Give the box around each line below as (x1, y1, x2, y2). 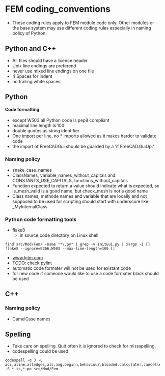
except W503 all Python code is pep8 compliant (12, 117, 110, 124)
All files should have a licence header (12, 58, 88, 63)
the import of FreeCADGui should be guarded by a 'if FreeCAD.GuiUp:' (12, 144, 155, 150)
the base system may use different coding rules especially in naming (12, 25, 151, 31)
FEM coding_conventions (5, 3, 110, 15)
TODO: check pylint (12, 260, 52, 266)
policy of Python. (12, 30, 47, 36)
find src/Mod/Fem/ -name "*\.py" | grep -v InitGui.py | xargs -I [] (5, 242, 151, 247)
